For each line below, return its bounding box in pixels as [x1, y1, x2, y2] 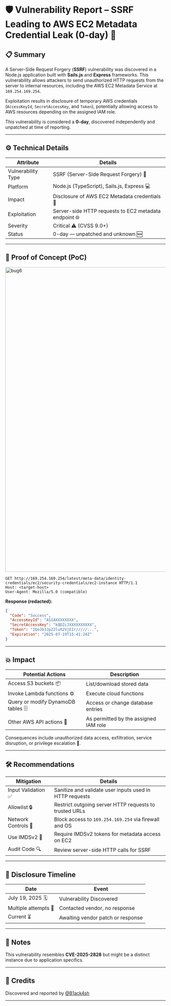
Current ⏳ [8, 913, 32, 920]
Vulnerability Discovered [59, 895, 118, 902]
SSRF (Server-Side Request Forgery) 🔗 [52, 171, 147, 178]
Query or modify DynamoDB [8, 698, 75, 705]
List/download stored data [85, 681, 149, 688]
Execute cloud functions [85, 690, 144, 697]
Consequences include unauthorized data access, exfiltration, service [5, 734, 152, 741]
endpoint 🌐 [52, 214, 80, 221]
